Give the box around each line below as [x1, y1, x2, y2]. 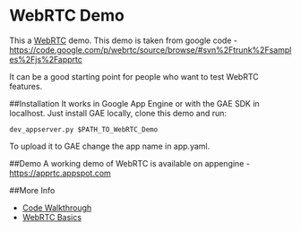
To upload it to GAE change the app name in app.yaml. [9, 141, 211, 151]
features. [9, 81, 43, 91]
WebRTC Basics [21, 211, 82, 222]
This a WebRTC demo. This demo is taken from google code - [9, 35, 237, 46]
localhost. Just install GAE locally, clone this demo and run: [9, 107, 227, 118]
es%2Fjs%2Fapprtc [9, 54, 83, 64]
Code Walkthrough [21, 202, 92, 213]
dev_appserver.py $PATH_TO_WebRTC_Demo [9, 124, 159, 134]
